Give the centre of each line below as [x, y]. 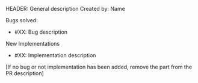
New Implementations [33, 44]
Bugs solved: [22, 20]
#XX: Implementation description [55, 55]
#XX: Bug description [41, 32]
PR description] [25, 73]
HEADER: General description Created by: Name [66, 9]
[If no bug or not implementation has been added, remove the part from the [99, 67]
